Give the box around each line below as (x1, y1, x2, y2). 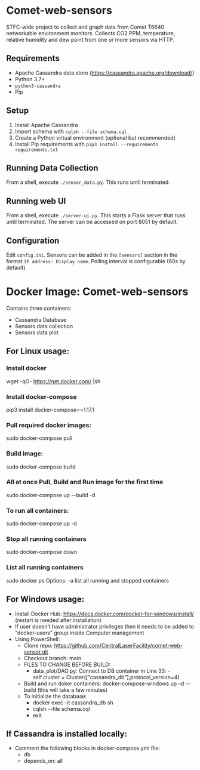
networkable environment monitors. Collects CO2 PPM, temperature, (6, 29, 176, 36)
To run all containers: (6, 506, 69, 515)
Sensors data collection (14, 322, 73, 329)
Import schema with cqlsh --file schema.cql (14, 128, 127, 135)
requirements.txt (14, 147, 59, 153)
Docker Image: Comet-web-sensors (6, 285, 189, 298)
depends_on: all (23, 757, 63, 765)
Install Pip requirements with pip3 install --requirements (14, 140, 159, 147)
